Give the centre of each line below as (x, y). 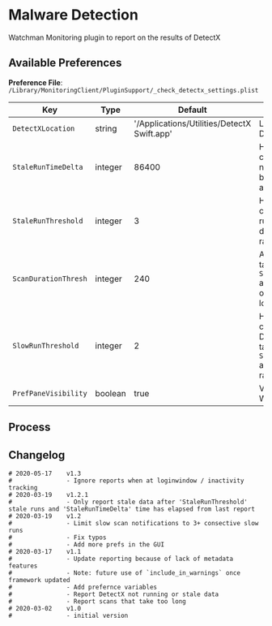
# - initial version (68, 615)
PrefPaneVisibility (50, 393)
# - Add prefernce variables (83, 587)
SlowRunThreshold (46, 345)
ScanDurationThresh (50, 278)
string (106, 128)
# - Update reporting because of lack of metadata (121, 559)
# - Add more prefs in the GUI (86, 544)
